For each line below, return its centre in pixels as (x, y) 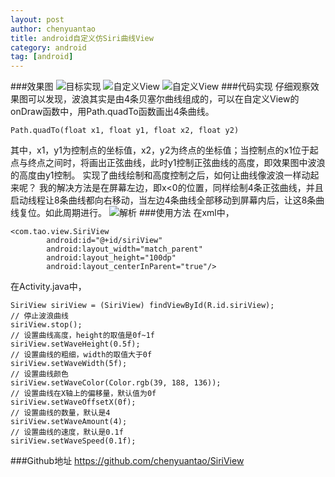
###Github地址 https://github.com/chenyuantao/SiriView (127, 461)
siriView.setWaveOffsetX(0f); (73, 402)
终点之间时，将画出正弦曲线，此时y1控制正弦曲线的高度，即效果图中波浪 (176, 163)
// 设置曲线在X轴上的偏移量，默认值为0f (83, 394)
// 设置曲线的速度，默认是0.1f (67, 432)
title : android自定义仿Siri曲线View (82, 38)
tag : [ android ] (42, 57)
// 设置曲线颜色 (39, 374)
